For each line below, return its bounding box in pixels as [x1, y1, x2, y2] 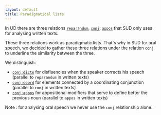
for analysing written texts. [5, 30, 58, 36]
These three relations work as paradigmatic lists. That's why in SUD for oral [5, 39, 157, 45]
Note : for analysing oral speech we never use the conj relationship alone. [5, 104, 153, 110]
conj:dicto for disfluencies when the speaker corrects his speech [12, 69, 144, 75]
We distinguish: [5, 59, 36, 65]
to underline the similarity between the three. [5, 50, 95, 56]
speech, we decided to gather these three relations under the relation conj [5, 45, 154, 51]
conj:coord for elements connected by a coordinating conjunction [12, 79, 144, 85]
